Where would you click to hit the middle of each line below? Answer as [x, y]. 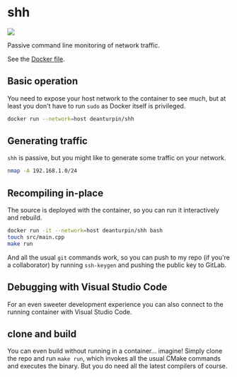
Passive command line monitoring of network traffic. [84, 45]
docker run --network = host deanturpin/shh [71, 119]
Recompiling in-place [56, 193]
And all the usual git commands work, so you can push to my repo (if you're [118, 257]
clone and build [42, 334]
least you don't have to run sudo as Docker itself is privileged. [97, 106]
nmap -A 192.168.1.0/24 [42, 171]
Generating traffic [48, 141]
